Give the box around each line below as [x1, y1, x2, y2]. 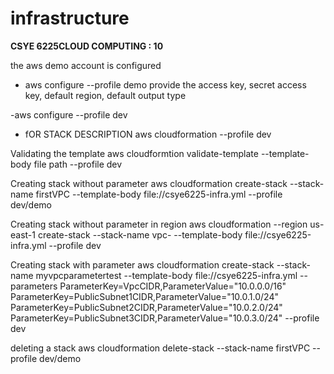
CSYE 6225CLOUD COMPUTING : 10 [10, 40, 164, 52]
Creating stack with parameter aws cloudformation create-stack [10, 258, 275, 271]
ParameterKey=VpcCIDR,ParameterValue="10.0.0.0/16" [59, 280, 287, 292]
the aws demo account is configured [10, 59, 162, 71]
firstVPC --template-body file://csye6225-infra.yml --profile [35, 188, 283, 200]
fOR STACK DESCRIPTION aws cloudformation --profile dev [24, 128, 272, 140]
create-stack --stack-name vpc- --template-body [37, 228, 243, 241]
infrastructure [10, 7, 130, 30]
